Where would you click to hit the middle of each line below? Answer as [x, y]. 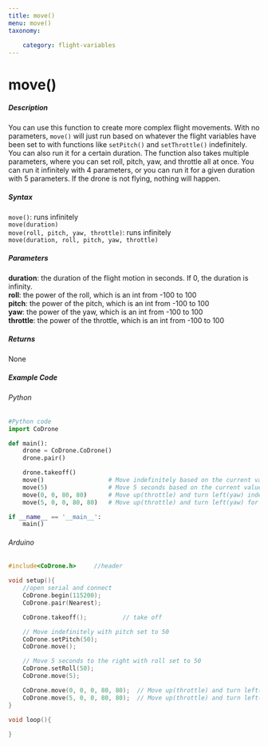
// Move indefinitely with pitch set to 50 [96, 632]
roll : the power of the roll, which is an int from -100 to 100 [102, 295]
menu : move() [30, 23]
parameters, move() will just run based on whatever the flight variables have [132, 136]
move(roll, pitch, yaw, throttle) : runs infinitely [90, 233]
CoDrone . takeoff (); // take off [92, 617]
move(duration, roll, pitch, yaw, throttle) [83, 241]
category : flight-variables [69, 46]
